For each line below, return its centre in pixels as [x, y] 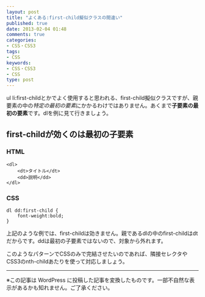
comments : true [26, 35]
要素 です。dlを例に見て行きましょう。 [64, 113]
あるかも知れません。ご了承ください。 [65, 288]
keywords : [19, 63]
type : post [20, 80]
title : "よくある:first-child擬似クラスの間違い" [65, 18]
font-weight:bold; [41, 216]
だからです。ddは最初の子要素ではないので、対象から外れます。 [86, 241]
